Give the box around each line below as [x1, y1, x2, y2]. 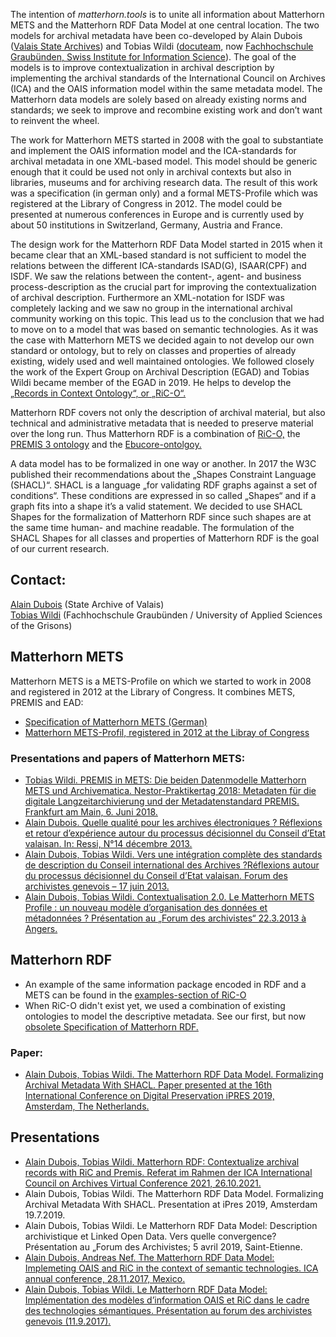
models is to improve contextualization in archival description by [10, 62, 275, 73]
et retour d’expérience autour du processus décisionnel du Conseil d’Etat [24, 827, 326, 839]
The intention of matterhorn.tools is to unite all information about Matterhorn [10, 9, 325, 20]
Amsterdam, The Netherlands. [24, 1100, 150, 1113]
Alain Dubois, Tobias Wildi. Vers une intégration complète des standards [24, 848, 323, 860]
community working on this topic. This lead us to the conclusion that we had [10, 313, 325, 324]
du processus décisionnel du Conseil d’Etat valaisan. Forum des [24, 869, 288, 881]
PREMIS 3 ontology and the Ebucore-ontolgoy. [10, 439, 202, 450]
